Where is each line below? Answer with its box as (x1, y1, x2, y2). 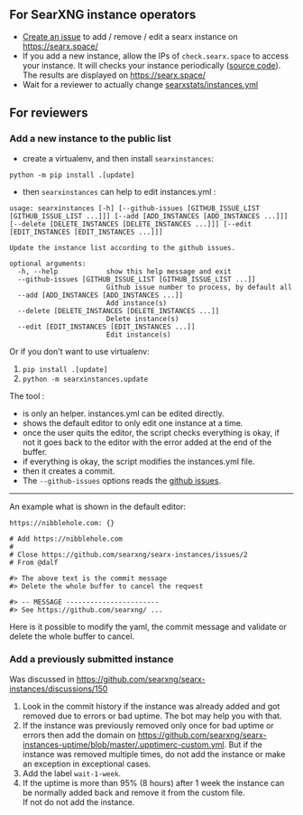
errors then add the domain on (22, 729, 136, 740)
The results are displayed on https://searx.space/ (22, 69, 206, 80)
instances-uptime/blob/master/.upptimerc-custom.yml (22, 739, 225, 750)
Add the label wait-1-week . (22, 767, 122, 779)
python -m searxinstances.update (22, 375, 149, 384)
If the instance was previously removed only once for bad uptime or (22, 719, 275, 730)
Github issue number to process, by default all (106, 282, 293, 292)
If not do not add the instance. (22, 796, 135, 807)
